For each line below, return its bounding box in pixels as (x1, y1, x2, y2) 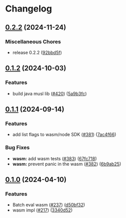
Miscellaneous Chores (5, 38, 61, 45)
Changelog (5, 3, 52, 15)
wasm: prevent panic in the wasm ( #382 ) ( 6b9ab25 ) (12, 161, 121, 167)
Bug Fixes (5, 144, 30, 151)
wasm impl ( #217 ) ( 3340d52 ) (12, 207, 73, 213)
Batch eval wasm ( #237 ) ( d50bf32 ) (12, 202, 85, 208)
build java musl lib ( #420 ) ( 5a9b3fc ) (12, 90, 87, 96)
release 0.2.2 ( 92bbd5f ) (12, 49, 62, 55)
